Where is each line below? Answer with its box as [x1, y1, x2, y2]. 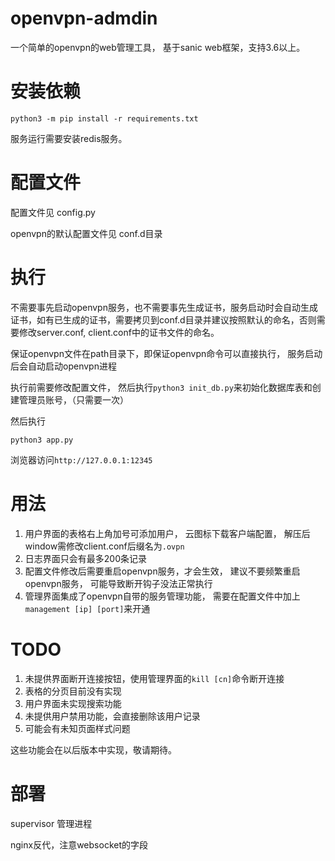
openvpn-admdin [10, 7, 158, 30]
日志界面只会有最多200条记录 [24, 552, 147, 564]
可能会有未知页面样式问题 [24, 722, 131, 734]
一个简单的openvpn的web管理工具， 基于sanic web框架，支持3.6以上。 [10, 41, 306, 53]
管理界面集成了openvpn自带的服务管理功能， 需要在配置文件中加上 [24, 590, 301, 602]
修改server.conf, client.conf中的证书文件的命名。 [18, 326, 220, 338]
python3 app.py [10, 435, 74, 445]
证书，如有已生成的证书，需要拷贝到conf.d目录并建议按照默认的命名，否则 [10, 313, 317, 326]
